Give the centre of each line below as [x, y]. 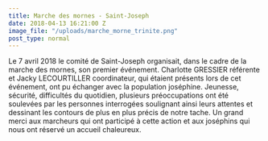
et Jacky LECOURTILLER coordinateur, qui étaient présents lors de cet [125, 78]
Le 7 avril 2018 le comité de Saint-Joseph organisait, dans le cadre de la [128, 61]
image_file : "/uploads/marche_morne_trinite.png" [93, 31]
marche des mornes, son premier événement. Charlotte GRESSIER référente [134, 70]
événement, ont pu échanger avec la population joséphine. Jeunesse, [124, 87]
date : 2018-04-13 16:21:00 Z [57, 23]
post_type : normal [39, 38]
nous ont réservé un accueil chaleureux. [75, 130]
